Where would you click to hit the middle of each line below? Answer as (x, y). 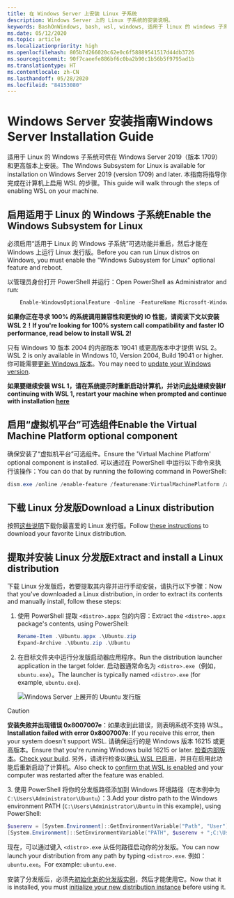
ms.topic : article (34, 40)
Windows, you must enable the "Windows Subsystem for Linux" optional (111, 260)
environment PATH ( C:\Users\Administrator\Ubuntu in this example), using (114, 806)
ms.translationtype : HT (42, 65)
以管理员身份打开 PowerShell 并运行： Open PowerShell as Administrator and (117, 282)
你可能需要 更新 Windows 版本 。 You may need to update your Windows (109, 364)
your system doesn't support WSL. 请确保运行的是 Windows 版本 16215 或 (113, 741)
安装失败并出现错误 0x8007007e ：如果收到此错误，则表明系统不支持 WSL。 (117, 725)
